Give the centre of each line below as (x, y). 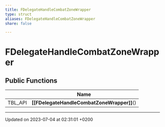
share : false (18, 23)
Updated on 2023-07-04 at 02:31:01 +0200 (49, 120)
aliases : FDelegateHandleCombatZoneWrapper (50, 19)
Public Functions (31, 80)
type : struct (18, 14)
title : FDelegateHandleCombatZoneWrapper (48, 10)
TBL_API (17, 103)
